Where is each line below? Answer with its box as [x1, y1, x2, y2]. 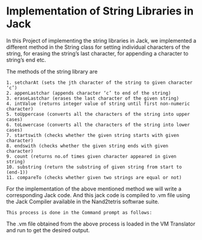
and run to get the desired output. [6, 226, 90, 233]
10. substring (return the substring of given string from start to [6, 164, 182, 170]
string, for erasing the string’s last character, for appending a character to [6, 49, 189, 57]
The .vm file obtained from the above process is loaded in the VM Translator [6, 220, 196, 227]
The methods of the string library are [6, 68, 98, 75]
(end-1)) [6, 169, 28, 175]
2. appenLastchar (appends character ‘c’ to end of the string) [6, 90, 171, 96]
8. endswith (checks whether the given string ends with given [6, 143, 169, 149]
